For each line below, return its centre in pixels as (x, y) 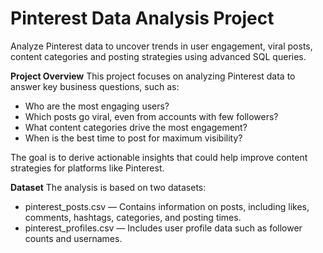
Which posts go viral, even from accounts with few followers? (151, 116)
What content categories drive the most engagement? (136, 127)
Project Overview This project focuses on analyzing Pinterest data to (153, 76)
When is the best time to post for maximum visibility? (133, 138)
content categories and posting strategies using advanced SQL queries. (158, 56)
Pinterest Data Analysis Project (142, 18)
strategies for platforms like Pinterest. (87, 168)
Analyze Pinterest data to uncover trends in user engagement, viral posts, (161, 46)
